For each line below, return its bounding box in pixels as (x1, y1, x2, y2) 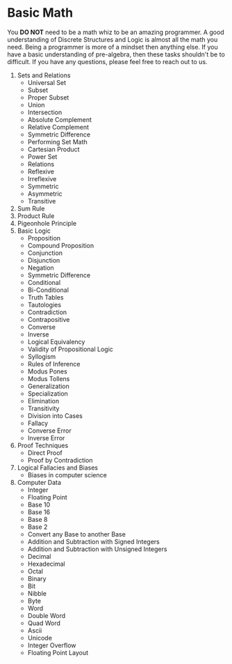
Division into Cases (27, 411, 83, 419)
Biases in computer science (27, 470, 108, 479)
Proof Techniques (17, 441, 69, 449)
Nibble (27, 589, 47, 597)
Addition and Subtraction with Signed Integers (27, 537, 160, 546)
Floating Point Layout (27, 648, 89, 656)
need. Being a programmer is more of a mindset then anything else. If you (7, 43, 218, 51)
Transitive (27, 196, 56, 205)
